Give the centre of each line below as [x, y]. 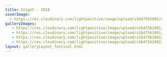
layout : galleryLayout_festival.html [44, 47]
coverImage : [17, 14]
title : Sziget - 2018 [28, 10]
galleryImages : [21, 24]
